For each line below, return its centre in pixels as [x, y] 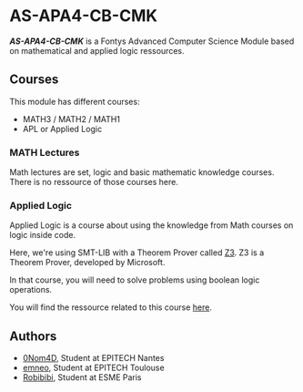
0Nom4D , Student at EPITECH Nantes [93, 358]
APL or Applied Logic [62, 129]
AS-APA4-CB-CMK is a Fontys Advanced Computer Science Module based [152, 41]
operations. [31, 290]
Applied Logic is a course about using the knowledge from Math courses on [151, 225]
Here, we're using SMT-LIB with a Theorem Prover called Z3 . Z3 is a [137, 253]
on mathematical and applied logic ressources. [97, 50]
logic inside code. [42, 235]
